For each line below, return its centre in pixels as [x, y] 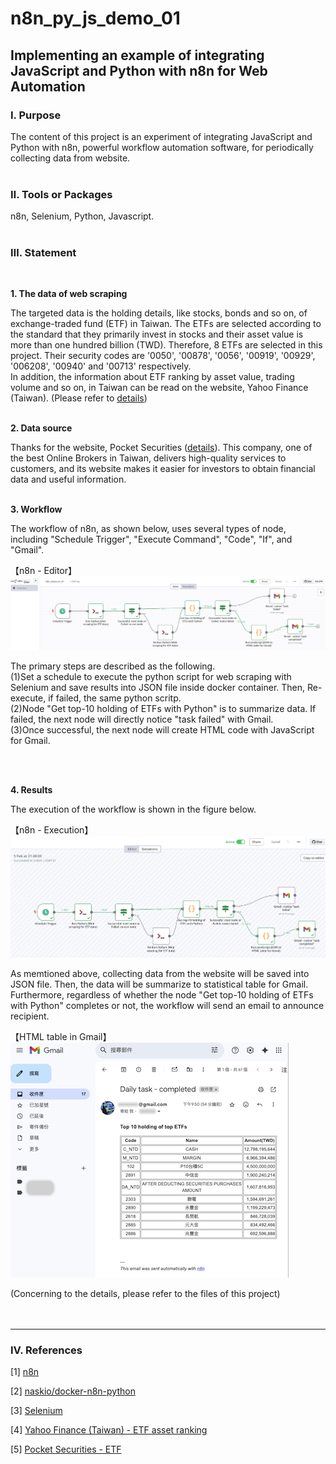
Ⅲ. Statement [43, 253]
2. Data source [41, 428]
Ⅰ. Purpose [36, 115]
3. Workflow [36, 509]
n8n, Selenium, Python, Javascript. [82, 216]
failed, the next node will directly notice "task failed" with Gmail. [142, 719]
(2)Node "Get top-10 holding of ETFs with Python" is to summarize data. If [163, 709]
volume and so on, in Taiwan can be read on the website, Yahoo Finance [159, 388]
